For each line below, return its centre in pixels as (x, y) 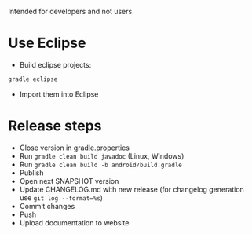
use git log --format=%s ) (61, 197)
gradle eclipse (33, 79)
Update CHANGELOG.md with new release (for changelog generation (132, 189)
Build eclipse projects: (55, 64)
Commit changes (47, 206)
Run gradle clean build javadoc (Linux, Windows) (102, 155)
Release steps (55, 126)
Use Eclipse (47, 43)
